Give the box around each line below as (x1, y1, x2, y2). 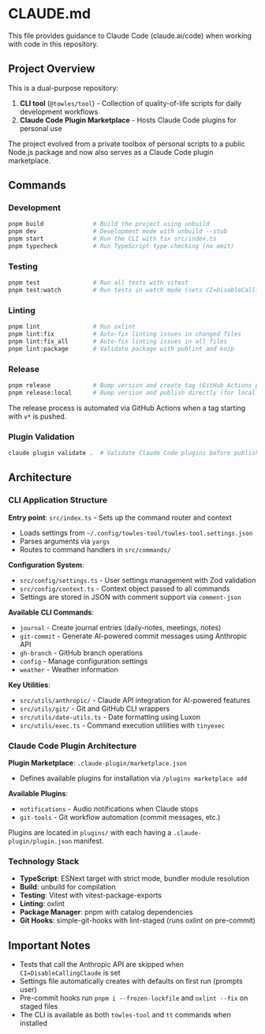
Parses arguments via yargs (19, 536, 110, 546)
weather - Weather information (19, 664, 118, 674)
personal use (19, 123, 62, 133)
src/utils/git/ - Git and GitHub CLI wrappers (19, 704, 170, 713)
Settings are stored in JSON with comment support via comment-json (19, 592, 242, 601)
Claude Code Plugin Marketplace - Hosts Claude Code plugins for (19, 115, 237, 125)
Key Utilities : (8, 680, 51, 690)
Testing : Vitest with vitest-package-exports (19, 890, 162, 901)
